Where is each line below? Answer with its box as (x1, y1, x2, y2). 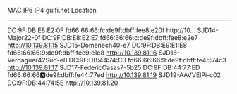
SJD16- (158, 48, 180, 57)
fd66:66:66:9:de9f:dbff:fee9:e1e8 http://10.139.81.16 (7, 48, 157, 57)
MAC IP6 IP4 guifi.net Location (7, 6, 97, 14)
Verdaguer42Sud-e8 (7, 56, 68, 64)
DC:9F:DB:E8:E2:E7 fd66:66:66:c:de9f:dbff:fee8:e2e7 (42, 34, 198, 41)
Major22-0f (7, 34, 41, 41)
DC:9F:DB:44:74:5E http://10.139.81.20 (7, 79, 119, 87)
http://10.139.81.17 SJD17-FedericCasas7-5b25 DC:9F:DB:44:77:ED (7, 63, 200, 72)
